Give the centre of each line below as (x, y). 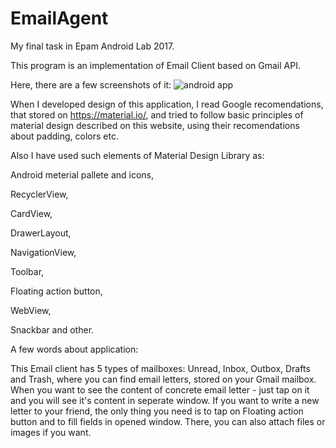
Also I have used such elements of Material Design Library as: (137, 155)
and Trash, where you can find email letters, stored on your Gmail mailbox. (163, 379)
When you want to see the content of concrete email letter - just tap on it (160, 389)
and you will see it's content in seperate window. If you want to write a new (165, 400)
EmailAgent (59, 18)
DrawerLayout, (41, 233)
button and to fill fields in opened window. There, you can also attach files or (168, 421)
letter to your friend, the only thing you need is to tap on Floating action (157, 411)
